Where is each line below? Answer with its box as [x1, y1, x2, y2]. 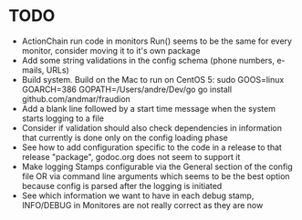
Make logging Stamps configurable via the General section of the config [21, 161, 293, 172]
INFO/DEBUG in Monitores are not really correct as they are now [21, 199, 264, 210]
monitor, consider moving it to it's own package [21, 45, 201, 55]
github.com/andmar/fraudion [21, 93, 131, 105]
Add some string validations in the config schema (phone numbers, [21, 55, 276, 65]
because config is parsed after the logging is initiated [21, 180, 223, 191]
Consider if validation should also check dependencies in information [21, 122, 282, 133]
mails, [21, 65, 45, 75]
